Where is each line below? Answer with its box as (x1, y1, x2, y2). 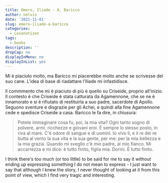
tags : (5, 36, 17, 41)
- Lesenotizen (10, 31, 39, 36)
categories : (5, 26, 30, 31)
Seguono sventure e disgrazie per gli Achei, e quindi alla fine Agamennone (5, 104, 160, 110)
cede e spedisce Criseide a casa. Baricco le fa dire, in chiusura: (5, 110, 137, 116)
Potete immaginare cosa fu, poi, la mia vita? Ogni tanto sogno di (17, 119, 150, 125)
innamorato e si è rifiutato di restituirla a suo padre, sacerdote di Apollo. (5, 99, 154, 105)
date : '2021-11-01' (5, 17, 46, 22)
